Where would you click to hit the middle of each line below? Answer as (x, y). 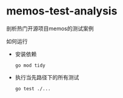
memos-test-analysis (62, 11)
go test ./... (33, 88)
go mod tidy (30, 65)
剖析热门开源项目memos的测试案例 (50, 28)
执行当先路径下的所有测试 (47, 77)
